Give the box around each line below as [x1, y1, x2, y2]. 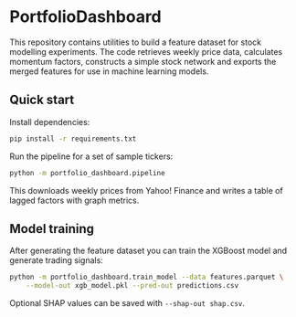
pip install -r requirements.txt [9, 134, 137, 143]
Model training [9, 221, 94, 237]
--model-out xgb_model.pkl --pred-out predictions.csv [26, 281, 239, 291]
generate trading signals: [9, 255, 103, 266]
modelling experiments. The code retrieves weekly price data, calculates [9, 46, 283, 57]
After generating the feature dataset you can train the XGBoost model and [9, 245, 288, 257]
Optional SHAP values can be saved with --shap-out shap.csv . [9, 298, 245, 309]
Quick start [9, 92, 75, 108]
